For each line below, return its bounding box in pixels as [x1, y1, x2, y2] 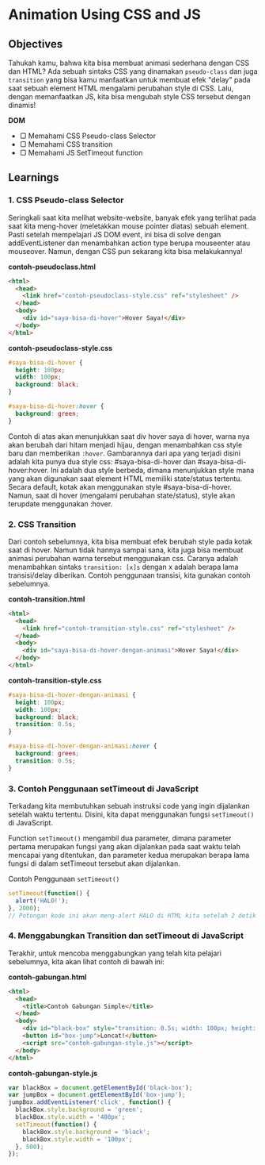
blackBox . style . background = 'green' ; [15, 1105, 144, 1114]
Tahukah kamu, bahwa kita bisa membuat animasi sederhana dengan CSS [8, 58, 250, 67]
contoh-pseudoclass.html [8, 262, 97, 271]
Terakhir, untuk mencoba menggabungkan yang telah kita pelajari [8, 948, 221, 958]
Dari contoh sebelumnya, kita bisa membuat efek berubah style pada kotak [8, 536, 253, 546]
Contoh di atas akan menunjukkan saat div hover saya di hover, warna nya [8, 431, 250, 441]
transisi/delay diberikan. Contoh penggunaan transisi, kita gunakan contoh [8, 570, 251, 580]
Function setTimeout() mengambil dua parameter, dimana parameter [8, 833, 232, 843]
